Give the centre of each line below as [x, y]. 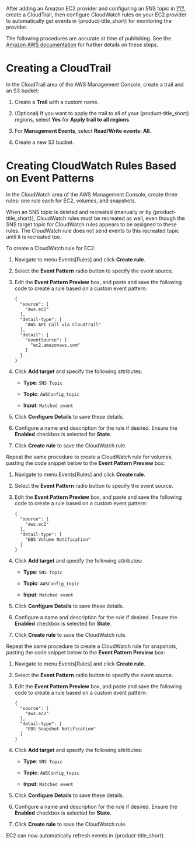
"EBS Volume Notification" [58, 539]
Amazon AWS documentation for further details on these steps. [82, 44]
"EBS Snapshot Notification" [61, 729]
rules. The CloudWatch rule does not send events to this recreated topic [93, 230]
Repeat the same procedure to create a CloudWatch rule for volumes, [90, 457]
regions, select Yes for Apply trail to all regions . [72, 119]
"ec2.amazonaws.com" [55, 345]
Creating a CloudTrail [59, 68]
